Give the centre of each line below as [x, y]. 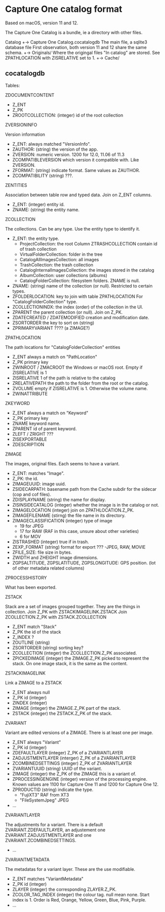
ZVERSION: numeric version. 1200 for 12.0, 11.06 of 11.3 [68, 154]
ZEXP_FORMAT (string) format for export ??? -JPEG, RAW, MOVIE [79, 547]
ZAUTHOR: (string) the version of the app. [55, 149]
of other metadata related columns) [48, 568]
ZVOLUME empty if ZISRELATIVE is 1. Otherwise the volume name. [80, 388]
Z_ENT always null [31, 692]
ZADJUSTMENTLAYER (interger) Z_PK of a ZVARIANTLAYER [74, 758]
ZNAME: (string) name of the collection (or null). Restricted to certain [82, 285]
